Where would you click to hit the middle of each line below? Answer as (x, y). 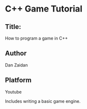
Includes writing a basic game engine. (43, 101)
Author (16, 53)
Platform (18, 80)
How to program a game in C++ (36, 38)
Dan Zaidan (16, 65)
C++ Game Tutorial (44, 9)
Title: (13, 27)
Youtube (13, 92)
